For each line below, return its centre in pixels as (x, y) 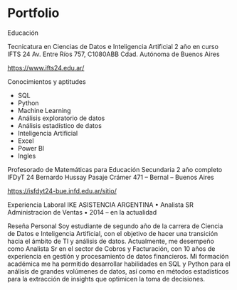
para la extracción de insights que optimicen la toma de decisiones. (106, 279)
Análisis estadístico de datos (59, 125)
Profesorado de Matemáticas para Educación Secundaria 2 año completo (115, 169)
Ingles (27, 156)
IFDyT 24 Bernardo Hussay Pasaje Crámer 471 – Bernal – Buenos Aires (111, 177)
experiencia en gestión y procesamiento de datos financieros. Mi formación (118, 256)
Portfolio (33, 13)
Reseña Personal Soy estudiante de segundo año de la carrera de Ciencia (115, 226)
